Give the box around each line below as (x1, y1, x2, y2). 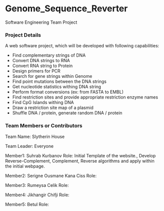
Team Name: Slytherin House (5, 134, 65, 140)
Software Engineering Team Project (5, 19, 78, 25)
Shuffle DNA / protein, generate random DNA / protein (12, 110, 123, 116)
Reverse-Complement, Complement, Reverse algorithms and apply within (5, 158, 155, 164)
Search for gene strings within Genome (12, 73, 92, 79)
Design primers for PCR (12, 68, 61, 74)
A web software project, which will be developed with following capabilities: (5, 43, 160, 49)
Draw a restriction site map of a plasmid (12, 105, 94, 111)
